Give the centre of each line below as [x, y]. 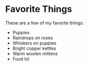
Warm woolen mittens [35, 54]
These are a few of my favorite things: [44, 23]
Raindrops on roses [33, 38]
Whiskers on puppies [34, 43]
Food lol [21, 59]
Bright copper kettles [34, 48]
